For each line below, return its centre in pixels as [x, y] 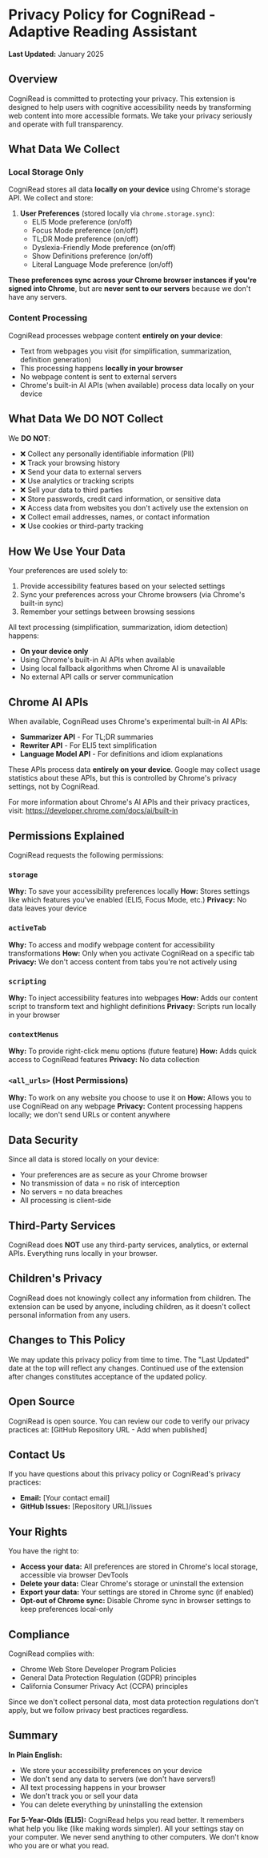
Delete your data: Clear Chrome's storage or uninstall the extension [132, 1584]
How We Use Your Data [67, 551]
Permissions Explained [66, 836]
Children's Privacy [55, 1279]
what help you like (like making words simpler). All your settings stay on [126, 1828]
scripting [27, 981]
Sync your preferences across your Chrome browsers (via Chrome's [132, 595]
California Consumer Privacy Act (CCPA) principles [104, 1686]
